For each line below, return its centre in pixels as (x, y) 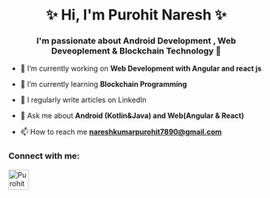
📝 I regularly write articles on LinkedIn (84, 100)
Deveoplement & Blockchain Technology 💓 (136, 51)
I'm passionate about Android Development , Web (136, 41)
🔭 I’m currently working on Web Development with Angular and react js (141, 69)
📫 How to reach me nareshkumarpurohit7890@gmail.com (121, 132)
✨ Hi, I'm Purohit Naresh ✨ (136, 15)
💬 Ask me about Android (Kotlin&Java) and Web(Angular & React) (132, 116)
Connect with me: (44, 156)
